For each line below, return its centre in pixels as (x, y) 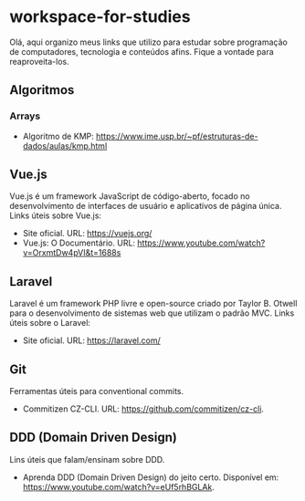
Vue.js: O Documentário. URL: (79, 243)
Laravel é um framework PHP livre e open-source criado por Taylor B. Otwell (153, 304)
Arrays (25, 116)
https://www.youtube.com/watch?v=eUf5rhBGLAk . (118, 486)
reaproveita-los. (40, 61)
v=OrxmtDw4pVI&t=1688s (72, 253)
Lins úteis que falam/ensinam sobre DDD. (87, 459)
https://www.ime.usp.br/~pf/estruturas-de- (177, 136)
